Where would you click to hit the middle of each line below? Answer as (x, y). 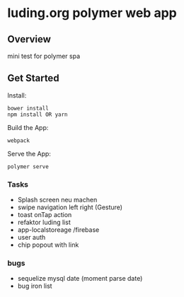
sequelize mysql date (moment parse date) (80, 279)
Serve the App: (29, 153)
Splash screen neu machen (57, 200)
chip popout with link (48, 245)
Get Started (33, 78)
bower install (28, 108)
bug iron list (35, 286)
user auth (31, 238)
